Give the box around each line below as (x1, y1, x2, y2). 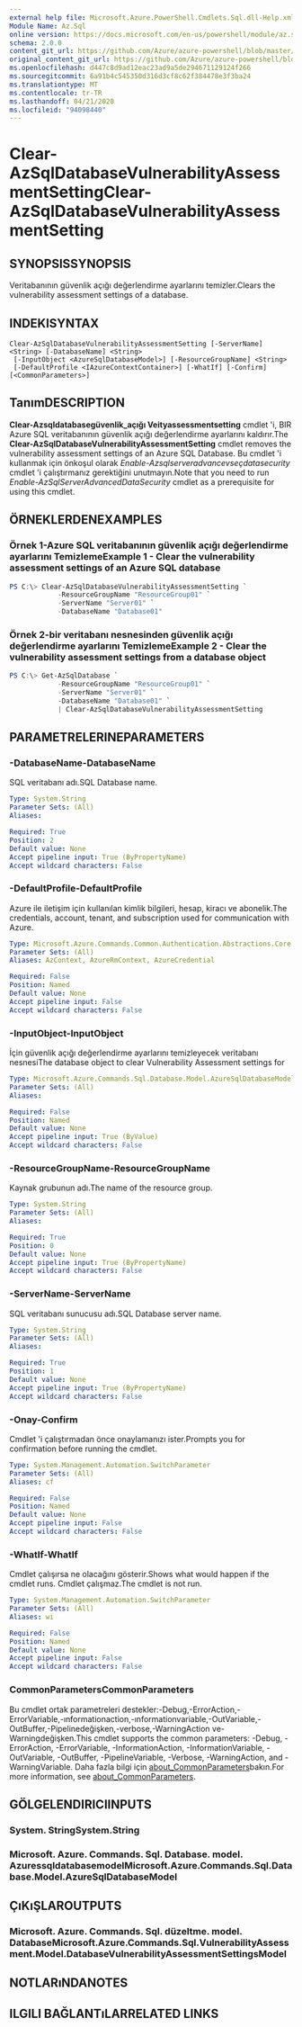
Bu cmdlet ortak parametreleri (9, 1704, 120, 1715)
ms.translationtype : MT (9, 80, 99, 89)
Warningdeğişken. (9, 1733, 76, 1744)
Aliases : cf (9, 1477, 54, 1486)
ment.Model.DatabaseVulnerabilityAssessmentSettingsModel (9, 1948, 288, 1960)
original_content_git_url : (9, 55, 111, 64)
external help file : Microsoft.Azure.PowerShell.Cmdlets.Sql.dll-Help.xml (9, 13, 296, 22)
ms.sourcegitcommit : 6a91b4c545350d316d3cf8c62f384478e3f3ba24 (9, 72, 252, 81)
